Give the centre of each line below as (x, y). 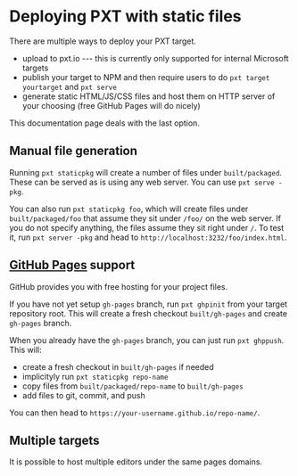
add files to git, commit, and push (83, 395)
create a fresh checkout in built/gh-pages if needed (118, 366)
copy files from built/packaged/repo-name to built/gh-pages (132, 386)
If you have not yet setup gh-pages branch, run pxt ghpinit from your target (149, 304)
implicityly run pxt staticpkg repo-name (95, 376)
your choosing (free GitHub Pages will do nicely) (111, 105)
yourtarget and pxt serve (70, 86)
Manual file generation (74, 151)
